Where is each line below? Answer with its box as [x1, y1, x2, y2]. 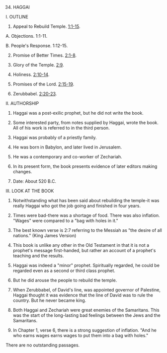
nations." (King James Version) [12, 233, 77, 238]
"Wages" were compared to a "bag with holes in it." [12, 218, 118, 223]
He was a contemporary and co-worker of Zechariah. [12, 154, 122, 159]
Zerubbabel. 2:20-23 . [12, 91, 57, 96]
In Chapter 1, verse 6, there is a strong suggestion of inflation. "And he [12, 327, 157, 333]
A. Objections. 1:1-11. [5, 33, 48, 39]
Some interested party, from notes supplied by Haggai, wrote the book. [12, 120, 159, 126]
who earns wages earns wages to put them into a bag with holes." [12, 333, 149, 338]
